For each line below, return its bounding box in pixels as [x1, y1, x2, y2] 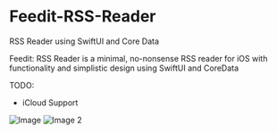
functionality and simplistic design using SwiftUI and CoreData [9, 63, 239, 73]
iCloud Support [21, 96, 79, 108]
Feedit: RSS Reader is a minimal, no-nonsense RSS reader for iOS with [9, 53, 268, 63]
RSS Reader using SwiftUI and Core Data [9, 36, 159, 46]
